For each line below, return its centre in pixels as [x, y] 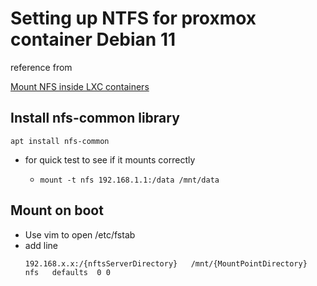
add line [41, 245]
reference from [41, 67]
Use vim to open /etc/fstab [80, 234]
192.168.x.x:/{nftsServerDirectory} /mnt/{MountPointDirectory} [166, 263]
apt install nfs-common [60, 141]
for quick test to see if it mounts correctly [110, 159]
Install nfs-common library [95, 118]
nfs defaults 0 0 [67, 272]
